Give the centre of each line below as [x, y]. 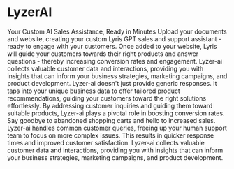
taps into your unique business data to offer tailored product [94, 91]
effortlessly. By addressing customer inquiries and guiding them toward [110, 105]
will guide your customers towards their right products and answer [103, 54]
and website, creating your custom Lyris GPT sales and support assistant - [115, 38]
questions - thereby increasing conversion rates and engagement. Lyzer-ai [115, 61]
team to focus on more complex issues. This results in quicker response [111, 135]
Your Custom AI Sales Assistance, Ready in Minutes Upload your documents [117, 31]
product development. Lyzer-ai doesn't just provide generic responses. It [112, 83]
